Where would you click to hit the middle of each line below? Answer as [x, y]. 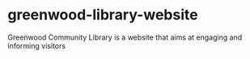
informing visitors [37, 45]
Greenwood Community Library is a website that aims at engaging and [125, 37]
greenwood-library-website [103, 15]
